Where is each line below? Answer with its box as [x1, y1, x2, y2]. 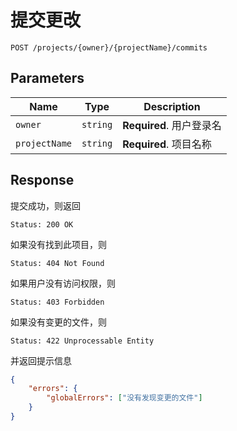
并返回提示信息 [10, 354, 72, 366]
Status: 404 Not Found [10, 258, 105, 268]
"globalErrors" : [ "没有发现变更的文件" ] [46, 393, 203, 403]
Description [143, 99, 201, 113]
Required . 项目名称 [122, 137, 212, 151]
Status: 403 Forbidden [10, 297, 105, 307]
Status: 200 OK [10, 219, 74, 230]
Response [10, 172, 75, 189]
